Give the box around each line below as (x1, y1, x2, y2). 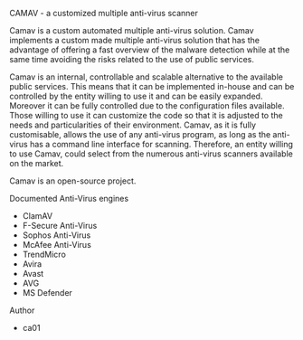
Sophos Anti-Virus (22, 230, 91, 241)
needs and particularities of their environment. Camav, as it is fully (9, 119, 256, 130)
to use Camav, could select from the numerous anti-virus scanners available (9, 148, 294, 159)
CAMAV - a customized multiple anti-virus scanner (9, 8, 199, 18)
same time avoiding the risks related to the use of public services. (9, 54, 255, 64)
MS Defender (22, 288, 72, 297)
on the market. (9, 158, 64, 168)
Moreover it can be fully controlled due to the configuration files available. (9, 100, 285, 111)
